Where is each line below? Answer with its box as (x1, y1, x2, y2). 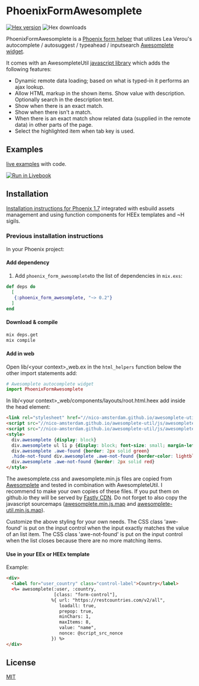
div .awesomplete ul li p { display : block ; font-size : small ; (11, 443, 166, 448)
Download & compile (6, 319, 58, 326)
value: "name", (59, 625, 97, 631)
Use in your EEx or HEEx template (6, 550, 90, 557)
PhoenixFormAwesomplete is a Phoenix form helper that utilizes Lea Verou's (6, 35, 192, 42)
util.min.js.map (6, 507, 41, 514)
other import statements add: (6, 369, 78, 377)
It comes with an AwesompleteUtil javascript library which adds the (6, 59, 170, 66)
